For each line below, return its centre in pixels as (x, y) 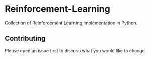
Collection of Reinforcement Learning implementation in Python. (71, 23)
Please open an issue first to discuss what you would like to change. (75, 50)
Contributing (25, 39)
